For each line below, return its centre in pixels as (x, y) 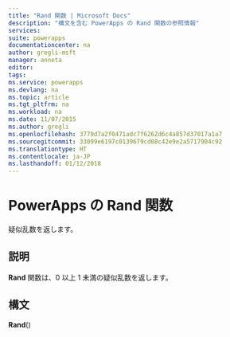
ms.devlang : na (33, 90)
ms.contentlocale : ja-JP (49, 156)
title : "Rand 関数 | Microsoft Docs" (70, 16)
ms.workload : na (35, 112)
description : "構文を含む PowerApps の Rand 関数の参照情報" (104, 23)
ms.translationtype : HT (48, 149)
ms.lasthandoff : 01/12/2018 (55, 164)
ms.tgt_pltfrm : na (39, 104)
